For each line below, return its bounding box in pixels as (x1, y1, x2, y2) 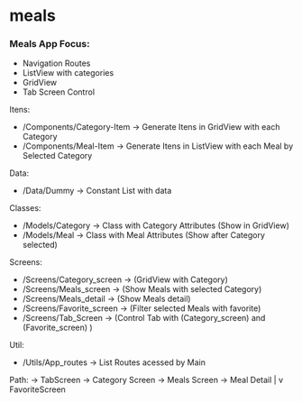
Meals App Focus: (9, 38, 90, 50)
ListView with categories (22, 68, 114, 78)
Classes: (9, 203, 41, 214)
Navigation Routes (22, 58, 91, 69)
